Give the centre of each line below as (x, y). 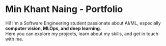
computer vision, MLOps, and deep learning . (53, 28)
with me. (15, 39)
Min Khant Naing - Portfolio (64, 9)
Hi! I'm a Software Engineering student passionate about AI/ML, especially (83, 23)
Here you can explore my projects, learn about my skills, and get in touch (82, 33)
